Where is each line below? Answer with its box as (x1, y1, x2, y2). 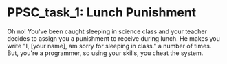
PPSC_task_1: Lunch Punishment (7, 5, 197, 20)
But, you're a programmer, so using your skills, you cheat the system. (7, 49, 204, 57)
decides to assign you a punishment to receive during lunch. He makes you (7, 34, 220, 42)
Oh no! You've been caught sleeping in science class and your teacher (7, 27, 208, 35)
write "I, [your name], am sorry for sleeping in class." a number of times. (7, 42, 212, 50)
